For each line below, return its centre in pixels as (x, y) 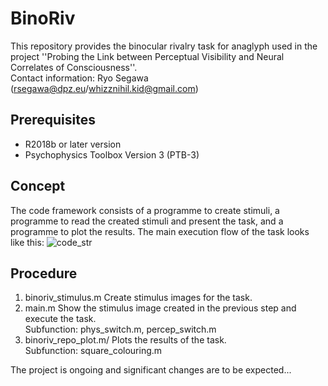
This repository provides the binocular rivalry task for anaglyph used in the (164, 46)
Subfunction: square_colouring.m (93, 351)
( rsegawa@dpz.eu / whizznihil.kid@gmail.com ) (104, 88)
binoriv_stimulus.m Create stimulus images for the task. (138, 298)
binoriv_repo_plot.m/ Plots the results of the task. (125, 340)
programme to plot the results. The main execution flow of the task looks (160, 231)
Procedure (44, 273)
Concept (38, 186)
